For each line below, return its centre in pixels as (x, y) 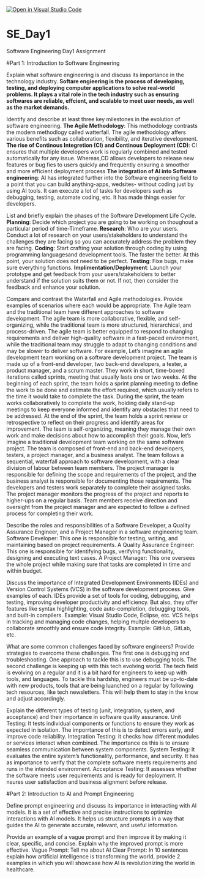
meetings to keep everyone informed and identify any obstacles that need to (103, 409)
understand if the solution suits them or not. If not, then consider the (92, 280)
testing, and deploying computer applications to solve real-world (91, 87)
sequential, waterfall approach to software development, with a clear (93, 461)
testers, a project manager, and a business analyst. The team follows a (95, 455)
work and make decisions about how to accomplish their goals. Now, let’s (99, 435)
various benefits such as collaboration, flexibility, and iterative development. (102, 138)
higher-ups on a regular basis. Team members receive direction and (92, 500)
